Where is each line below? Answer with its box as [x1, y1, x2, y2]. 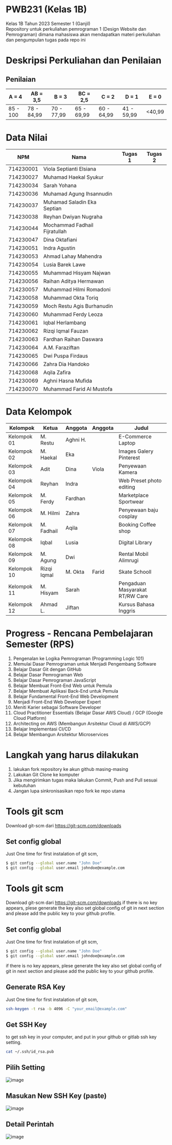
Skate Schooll [118, 568, 152, 575]
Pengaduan [118, 579, 146, 587]
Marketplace [118, 492, 149, 499]
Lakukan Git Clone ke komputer [13, 771, 80, 777]
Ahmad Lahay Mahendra [43, 253, 102, 260]
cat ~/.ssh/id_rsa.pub [6, 1049, 54, 1055]
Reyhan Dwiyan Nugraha [43, 213, 103, 220]
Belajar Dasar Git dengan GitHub [13, 666, 82, 672]
